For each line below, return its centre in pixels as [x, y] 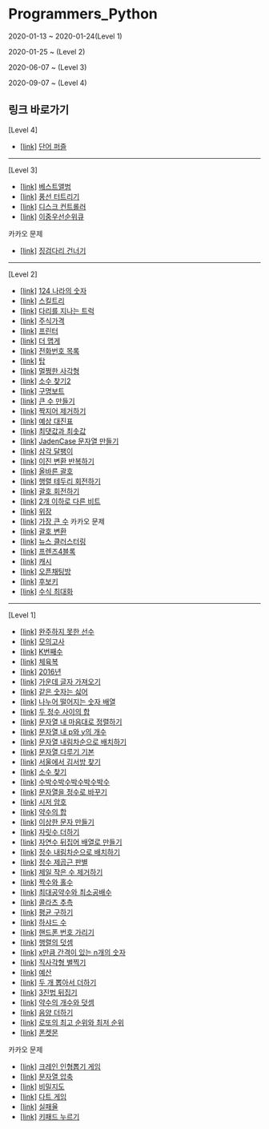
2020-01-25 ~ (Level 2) [47, 51]
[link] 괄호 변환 [43, 531]
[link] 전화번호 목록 [50, 350]
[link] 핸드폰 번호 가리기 [57, 932]
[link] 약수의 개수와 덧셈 [57, 1002]
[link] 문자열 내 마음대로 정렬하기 [71, 722]
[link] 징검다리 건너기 [53, 250]
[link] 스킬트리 [42, 301]
